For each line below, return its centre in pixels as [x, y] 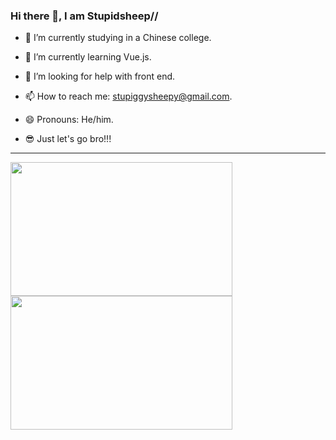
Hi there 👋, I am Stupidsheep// [84, 16]
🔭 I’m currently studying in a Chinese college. [118, 38]
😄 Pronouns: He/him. [69, 120]
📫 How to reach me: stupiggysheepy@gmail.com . [128, 96]
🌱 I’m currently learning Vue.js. [88, 57]
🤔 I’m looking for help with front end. [100, 76]
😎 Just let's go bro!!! [68, 139]
